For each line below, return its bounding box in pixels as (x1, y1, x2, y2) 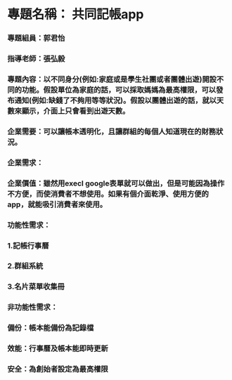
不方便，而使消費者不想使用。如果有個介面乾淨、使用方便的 (7, 189, 210, 199)
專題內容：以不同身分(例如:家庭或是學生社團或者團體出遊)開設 (7, 74, 217, 84)
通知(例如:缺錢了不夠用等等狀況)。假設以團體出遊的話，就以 (14, 96, 217, 105)
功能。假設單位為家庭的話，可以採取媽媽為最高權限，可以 (21, 85, 217, 95)
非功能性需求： (7, 303, 58, 313)
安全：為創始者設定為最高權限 (7, 365, 109, 374)
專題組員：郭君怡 (7, 33, 65, 43)
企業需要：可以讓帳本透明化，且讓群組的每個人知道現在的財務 (7, 126, 217, 136)
